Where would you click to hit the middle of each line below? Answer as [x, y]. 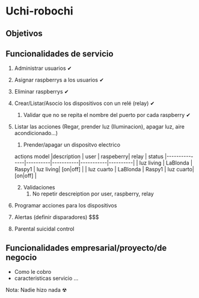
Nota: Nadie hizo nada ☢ [36, 290]
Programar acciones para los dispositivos [66, 206]
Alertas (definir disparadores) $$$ [57, 217]
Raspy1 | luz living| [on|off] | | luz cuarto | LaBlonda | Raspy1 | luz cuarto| [104, 170]
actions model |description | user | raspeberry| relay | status [89, 157]
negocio [21, 257]
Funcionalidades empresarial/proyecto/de [86, 248]
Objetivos [24, 33]
